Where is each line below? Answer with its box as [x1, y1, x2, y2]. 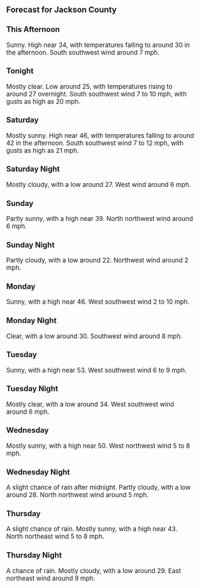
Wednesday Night [6, 467, 70, 477]
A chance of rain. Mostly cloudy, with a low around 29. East [6, 566, 181, 575]
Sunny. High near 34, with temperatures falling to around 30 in [6, 41, 190, 49]
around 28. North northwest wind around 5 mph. [6, 491, 149, 499]
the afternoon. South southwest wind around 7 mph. [6, 48, 160, 56]
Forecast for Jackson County [6, 5, 117, 15]
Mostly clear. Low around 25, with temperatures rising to [6, 82, 173, 90]
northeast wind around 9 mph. [6, 574, 96, 583]
